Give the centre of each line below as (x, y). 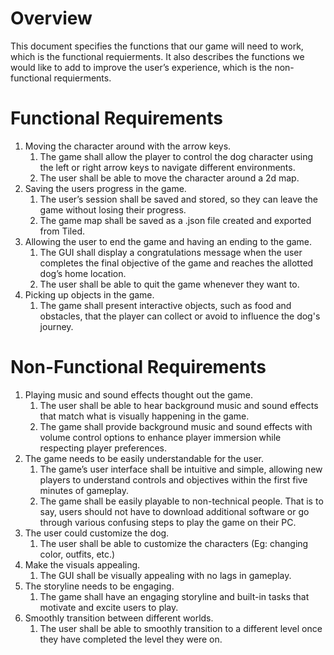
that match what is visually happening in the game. (144, 416)
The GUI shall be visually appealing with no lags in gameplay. (165, 575)
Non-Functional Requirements (138, 367)
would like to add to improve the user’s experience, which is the (141, 67)
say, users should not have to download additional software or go (174, 511)
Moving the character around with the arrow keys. (128, 146)
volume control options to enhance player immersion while (160, 437)
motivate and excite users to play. (109, 607)
